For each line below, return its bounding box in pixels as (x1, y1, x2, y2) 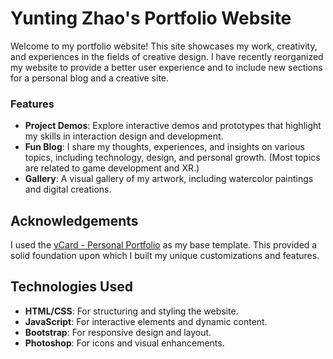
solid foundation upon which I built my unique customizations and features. (10, 250, 320, 262)
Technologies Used (10, 278, 133, 296)
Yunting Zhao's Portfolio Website (10, 7, 292, 30)
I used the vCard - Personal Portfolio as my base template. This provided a (10, 239, 318, 251)
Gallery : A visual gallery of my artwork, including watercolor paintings (24, 173, 314, 185)
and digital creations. (24, 183, 112, 196)
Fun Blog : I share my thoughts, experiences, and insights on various (24, 141, 306, 153)
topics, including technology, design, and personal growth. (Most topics (24, 152, 321, 164)
